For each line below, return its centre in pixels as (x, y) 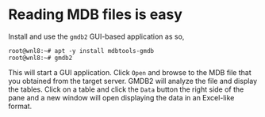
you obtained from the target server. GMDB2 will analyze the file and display (133, 81)
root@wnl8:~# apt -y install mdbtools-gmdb (81, 51)
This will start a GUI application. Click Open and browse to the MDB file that (130, 72)
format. (20, 106)
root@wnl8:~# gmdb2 (40, 58)
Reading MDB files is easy (95, 15)
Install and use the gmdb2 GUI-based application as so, (96, 36)
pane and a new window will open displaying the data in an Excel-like (121, 97)
